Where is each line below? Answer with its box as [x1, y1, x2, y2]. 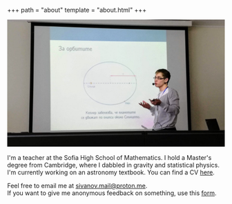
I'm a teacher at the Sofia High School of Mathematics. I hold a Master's [7, 154, 212, 162]
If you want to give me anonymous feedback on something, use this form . [7, 189, 217, 197]
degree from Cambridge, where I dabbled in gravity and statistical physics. [7, 161, 220, 170]
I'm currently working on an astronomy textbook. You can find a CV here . [7, 168, 215, 176]
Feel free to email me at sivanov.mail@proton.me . [7, 182, 148, 190]
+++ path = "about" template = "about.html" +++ [7, 6, 147, 14]
